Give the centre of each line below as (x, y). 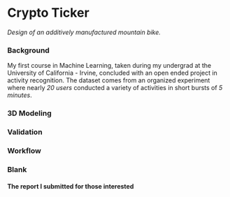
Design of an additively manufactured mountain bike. (84, 32)
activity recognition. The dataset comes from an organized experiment (109, 80)
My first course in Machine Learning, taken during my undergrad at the (109, 66)
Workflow (24, 151)
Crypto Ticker (48, 13)
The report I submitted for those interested (71, 186)
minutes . (20, 95)
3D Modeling (29, 113)
